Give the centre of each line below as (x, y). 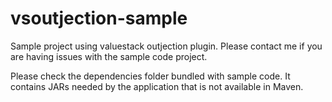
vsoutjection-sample (99, 18)
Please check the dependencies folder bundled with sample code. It (150, 76)
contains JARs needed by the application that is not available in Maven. (157, 86)
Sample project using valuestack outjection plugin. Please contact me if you (166, 46)
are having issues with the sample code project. (109, 56)
